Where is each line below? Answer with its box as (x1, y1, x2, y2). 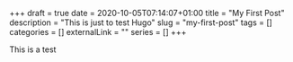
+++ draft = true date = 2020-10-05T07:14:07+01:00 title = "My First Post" (9, 8, 285, 18)
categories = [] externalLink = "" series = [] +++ (9, 27, 187, 37)
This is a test (9, 44, 57, 55)
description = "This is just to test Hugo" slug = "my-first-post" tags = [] (9, 17, 272, 28)
